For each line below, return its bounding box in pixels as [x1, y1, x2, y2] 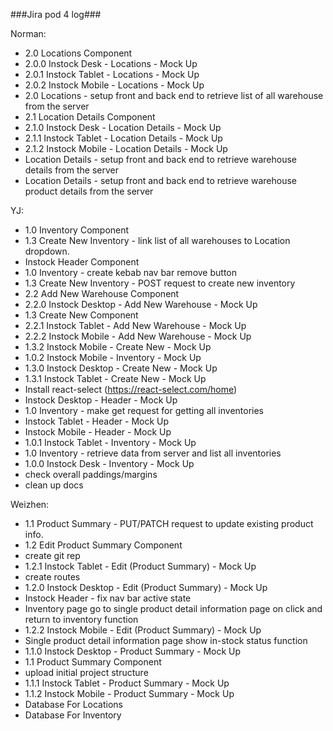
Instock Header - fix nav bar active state [24, 592, 192, 604]
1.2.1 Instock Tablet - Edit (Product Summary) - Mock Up [24, 560, 257, 572]
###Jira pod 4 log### [10, 9, 102, 20]
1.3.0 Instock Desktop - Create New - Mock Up [24, 362, 218, 374]
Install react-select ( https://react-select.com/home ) [24, 384, 238, 395]
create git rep [24, 550, 81, 561]
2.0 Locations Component [24, 47, 133, 59]
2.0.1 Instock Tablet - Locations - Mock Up [24, 69, 200, 80]
